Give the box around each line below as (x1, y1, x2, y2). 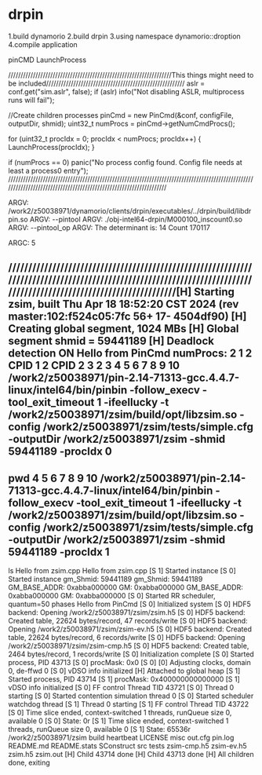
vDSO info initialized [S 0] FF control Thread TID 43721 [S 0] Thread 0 (8, 683, 235, 693)
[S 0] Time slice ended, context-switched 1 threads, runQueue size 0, (8, 708, 232, 718)
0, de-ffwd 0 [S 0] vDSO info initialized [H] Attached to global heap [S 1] (8, 666, 241, 676)
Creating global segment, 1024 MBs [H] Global (8, 322, 239, 335)
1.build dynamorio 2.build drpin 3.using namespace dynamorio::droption (8, 31, 241, 41)
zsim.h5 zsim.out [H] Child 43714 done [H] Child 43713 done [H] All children (8, 750, 254, 759)
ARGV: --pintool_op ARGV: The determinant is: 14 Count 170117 (8, 222, 210, 232)
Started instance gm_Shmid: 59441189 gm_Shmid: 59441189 (8, 575, 203, 584)
